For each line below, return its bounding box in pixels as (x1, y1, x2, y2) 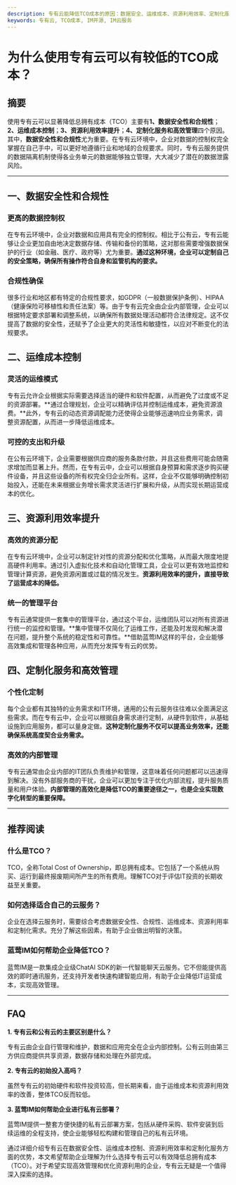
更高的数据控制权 (7, 213, 65, 222)
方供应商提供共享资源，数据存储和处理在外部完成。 (7, 1051, 155, 1060)
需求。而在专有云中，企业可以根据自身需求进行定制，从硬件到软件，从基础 (13, 714, 229, 722)
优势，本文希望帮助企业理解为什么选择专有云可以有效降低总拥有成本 (19, 1152, 216, 1161)
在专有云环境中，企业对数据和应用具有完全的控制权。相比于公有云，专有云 (7, 230, 223, 239)
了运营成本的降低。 (7, 578, 63, 588)
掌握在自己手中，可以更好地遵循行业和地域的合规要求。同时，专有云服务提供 (7, 144, 229, 152)
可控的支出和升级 (7, 437, 65, 447)
